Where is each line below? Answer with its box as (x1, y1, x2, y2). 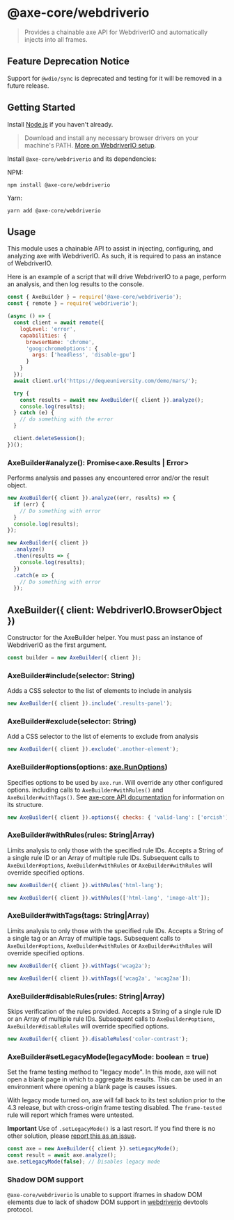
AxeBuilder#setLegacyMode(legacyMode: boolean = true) (7, 1051, 209, 1061)
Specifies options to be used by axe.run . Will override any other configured (7, 778, 224, 786)
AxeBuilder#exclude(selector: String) (7, 717, 137, 726)
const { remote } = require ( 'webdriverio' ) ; (7, 300, 139, 307)
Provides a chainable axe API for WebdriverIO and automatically (24, 28, 208, 36)
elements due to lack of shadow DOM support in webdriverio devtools (7, 1198, 208, 1206)
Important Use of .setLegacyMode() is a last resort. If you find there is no (7, 1125, 216, 1133)
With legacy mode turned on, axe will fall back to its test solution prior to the (7, 1096, 226, 1104)
